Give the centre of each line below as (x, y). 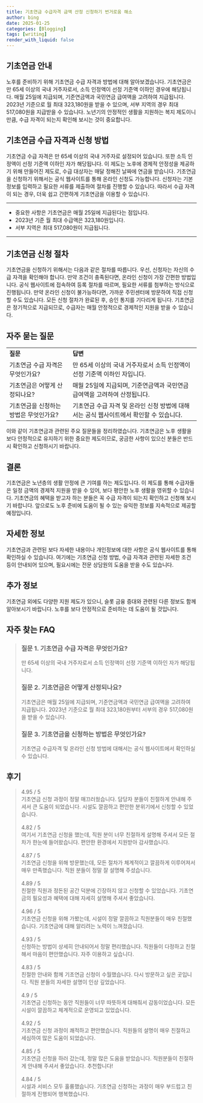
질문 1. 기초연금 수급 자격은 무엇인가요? (74, 649)
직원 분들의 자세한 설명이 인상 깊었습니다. (78, 982)
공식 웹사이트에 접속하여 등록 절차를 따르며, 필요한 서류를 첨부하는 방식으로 (107, 285)
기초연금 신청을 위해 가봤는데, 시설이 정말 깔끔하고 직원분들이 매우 (98, 918)
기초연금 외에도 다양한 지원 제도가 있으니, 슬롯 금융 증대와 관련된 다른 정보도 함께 (101, 601)
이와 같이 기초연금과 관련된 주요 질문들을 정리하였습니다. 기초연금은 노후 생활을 (99, 431)
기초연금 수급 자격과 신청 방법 (58, 141)
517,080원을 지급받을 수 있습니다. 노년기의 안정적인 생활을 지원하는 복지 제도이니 (101, 112)
